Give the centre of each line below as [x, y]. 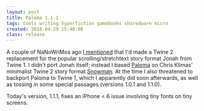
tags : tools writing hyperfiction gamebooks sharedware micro [87, 23]
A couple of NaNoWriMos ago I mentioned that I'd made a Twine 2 [90, 52]
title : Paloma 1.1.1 [33, 18]
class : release [26, 35]
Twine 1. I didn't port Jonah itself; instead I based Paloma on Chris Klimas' [100, 65]
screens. [17, 103]
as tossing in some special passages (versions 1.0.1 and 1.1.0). [84, 84]
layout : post [23, 12]
